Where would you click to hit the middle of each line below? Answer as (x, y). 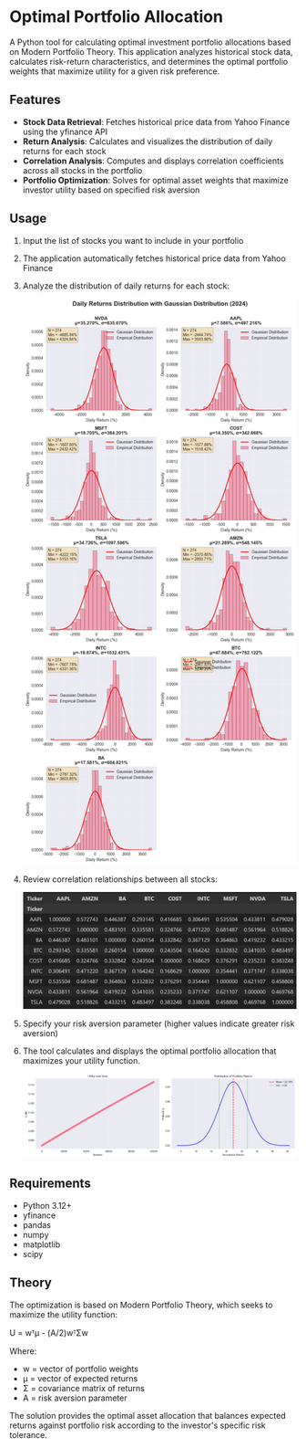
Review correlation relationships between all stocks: (120, 879)
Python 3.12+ (47, 1205)
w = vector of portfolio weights (81, 1369)
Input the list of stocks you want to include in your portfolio (133, 240)
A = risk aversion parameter (75, 1398)
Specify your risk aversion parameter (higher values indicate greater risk (158, 1023)
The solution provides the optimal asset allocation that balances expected (148, 1415)
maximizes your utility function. (82, 1061)
